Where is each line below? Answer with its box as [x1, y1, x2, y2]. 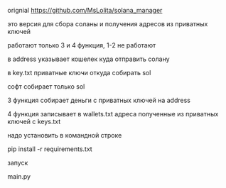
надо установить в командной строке [7, 131, 122, 139]
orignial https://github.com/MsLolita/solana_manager [7, 6, 163, 14]
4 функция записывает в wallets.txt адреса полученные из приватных [7, 110, 219, 118]
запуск [7, 159, 28, 167]
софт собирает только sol [7, 82, 85, 91]
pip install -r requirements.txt [7, 145, 92, 153]
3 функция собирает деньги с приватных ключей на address [7, 96, 190, 104]
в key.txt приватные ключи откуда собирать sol [7, 69, 151, 77]
